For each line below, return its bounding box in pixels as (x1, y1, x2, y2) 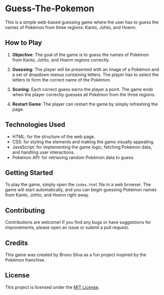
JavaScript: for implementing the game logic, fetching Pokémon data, (12, 144, 152, 150)
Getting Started (5, 168, 53, 177)
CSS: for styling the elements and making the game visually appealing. (12, 138, 155, 145)
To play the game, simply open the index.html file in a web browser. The (5, 182, 151, 188)
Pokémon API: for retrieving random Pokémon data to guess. (12, 154, 135, 160)
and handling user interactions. (12, 149, 75, 155)
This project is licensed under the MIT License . (5, 284, 100, 290)
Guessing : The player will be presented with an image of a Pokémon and (12, 66, 159, 72)
